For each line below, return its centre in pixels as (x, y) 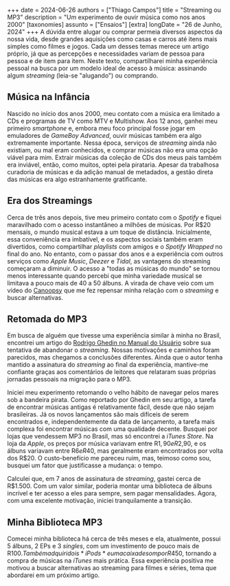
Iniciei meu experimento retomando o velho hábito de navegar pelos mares (113, 392)
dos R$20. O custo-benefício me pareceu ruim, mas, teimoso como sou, (109, 458)
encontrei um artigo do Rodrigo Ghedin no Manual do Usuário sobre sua (109, 343)
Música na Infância (49, 97)
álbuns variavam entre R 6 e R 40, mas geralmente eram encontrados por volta (115, 451)
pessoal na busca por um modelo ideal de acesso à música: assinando (107, 68)
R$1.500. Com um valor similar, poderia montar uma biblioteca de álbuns (110, 486)
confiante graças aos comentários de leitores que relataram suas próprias (112, 372)
